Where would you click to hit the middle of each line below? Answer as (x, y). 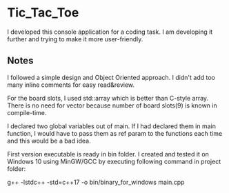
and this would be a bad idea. (49, 141)
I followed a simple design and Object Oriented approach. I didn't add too (111, 77)
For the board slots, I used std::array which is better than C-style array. (108, 98)
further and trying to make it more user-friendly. (75, 39)
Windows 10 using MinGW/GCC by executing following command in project (114, 161)
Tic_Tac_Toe (43, 13)
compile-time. (27, 112)
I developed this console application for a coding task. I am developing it (110, 32)
